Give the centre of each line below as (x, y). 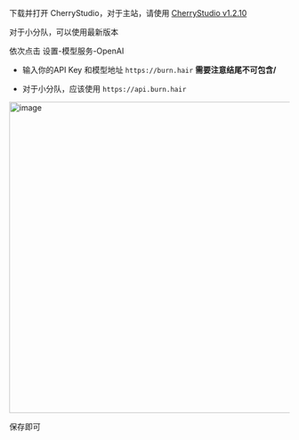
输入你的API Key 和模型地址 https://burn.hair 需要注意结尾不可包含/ (149, 70)
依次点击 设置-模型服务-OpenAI (67, 51)
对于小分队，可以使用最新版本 (64, 32)
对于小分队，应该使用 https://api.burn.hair (104, 89)
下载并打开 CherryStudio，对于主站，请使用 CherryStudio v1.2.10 (128, 13)
